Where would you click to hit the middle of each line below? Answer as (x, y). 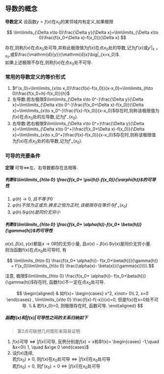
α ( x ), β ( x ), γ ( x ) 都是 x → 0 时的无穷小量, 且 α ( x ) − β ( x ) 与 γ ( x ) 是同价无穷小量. (78, 244)
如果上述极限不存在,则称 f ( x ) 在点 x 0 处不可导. (49, 63)
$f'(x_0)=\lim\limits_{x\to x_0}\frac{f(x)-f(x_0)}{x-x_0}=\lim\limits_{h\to (82, 88)
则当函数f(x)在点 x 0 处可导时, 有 (36, 251)
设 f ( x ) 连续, (23, 353)
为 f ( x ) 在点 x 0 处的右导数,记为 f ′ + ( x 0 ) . (47, 142)
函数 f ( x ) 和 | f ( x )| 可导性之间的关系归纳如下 (47, 318)
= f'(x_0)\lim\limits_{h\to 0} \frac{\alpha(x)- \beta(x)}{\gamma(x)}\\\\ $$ (82, 266)
